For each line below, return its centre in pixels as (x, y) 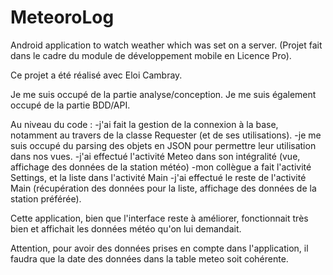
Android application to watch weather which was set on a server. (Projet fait (166, 45)
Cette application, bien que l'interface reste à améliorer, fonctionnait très (159, 218)
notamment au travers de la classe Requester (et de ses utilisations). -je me (166, 135)
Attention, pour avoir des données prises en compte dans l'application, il (159, 248)
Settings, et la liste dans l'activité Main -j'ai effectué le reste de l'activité (158, 177)
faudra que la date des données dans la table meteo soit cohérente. (149, 258)
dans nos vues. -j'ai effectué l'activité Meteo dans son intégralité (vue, (155, 156)
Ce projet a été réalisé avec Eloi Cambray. (96, 75)
